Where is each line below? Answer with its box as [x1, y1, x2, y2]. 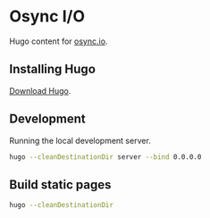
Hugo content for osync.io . [9, 36, 108, 46]
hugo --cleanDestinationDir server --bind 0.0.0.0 [9, 152, 202, 162]
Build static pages [9, 177, 112, 192]
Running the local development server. [9, 135, 152, 146]
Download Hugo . [9, 85, 71, 96]
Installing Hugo [9, 62, 97, 77]
